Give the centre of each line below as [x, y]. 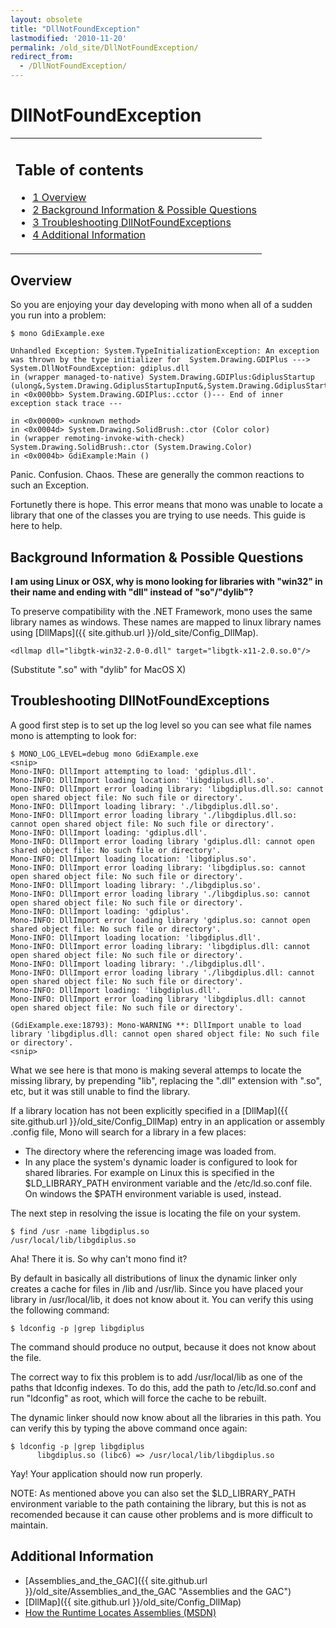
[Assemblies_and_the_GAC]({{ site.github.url [116, 1580]
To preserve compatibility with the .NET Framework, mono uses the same [161, 612]
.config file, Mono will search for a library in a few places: [128, 1132]
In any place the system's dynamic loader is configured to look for [161, 1162]
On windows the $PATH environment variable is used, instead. [153, 1193]
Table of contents [79, 170]
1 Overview [59, 198]
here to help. [36, 526]
